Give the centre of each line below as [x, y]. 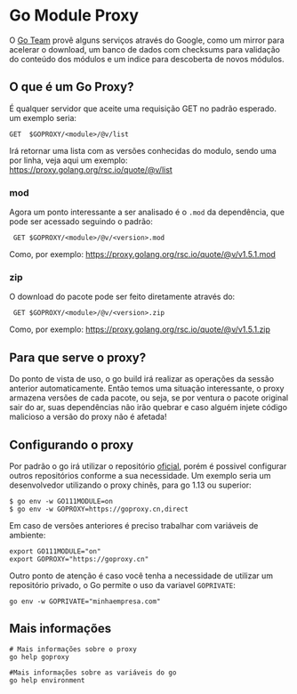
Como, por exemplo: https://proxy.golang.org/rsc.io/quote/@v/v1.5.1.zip [140, 329]
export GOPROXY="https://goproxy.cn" [79, 559]
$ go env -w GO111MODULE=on [61, 501]
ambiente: [28, 535]
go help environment [48, 680]
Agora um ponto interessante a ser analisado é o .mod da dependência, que [147, 212]
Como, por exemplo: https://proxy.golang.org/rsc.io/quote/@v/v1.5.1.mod [142, 254]
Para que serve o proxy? [78, 357]
